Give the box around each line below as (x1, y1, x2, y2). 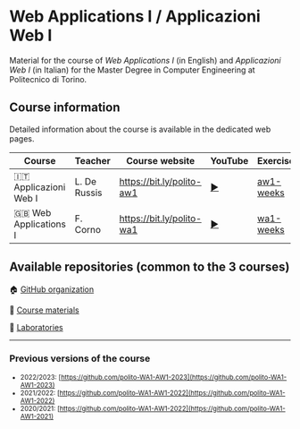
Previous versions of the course (9, 352, 151, 365)
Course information (9, 100, 121, 116)
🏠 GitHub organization (9, 284, 95, 295)
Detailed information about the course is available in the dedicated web (9, 124, 271, 134)
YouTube (210, 154, 249, 167)
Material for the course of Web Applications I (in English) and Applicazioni (9, 55, 281, 65)
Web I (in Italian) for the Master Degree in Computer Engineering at (9, 64, 256, 75)
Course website (126, 154, 195, 167)
